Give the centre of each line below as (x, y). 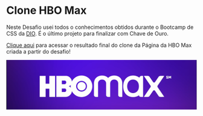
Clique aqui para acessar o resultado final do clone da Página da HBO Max (99, 45)
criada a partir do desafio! (38, 51)
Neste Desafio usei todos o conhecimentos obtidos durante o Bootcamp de (100, 27)
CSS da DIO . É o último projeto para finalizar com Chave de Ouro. (88, 33)
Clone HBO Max (47, 11)
